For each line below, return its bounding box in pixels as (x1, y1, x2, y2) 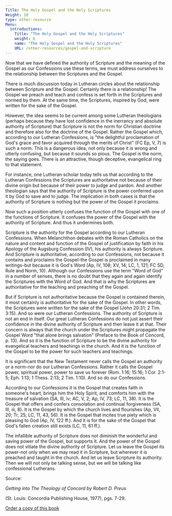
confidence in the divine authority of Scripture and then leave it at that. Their (5, 321, 167, 327)
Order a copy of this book (5, 505, 60, 511)
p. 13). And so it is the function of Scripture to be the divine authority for (5, 337, 157, 344)
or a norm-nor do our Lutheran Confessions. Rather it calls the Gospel (5, 364, 153, 370)
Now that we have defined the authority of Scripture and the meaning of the (5, 59, 165, 66)
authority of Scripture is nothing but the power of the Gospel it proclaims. (5, 199, 160, 205)
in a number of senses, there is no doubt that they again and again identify (5, 273, 162, 279)
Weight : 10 (5, 12, 29, 17)
